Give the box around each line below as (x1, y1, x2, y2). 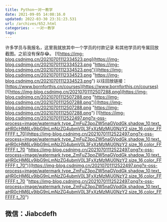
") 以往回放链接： (91, 78, 127, 84)
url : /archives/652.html (5, 21, 57, 26)
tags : (5, 30, 16, 35)
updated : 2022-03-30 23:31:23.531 (5, 16, 77, 21)
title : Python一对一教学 (5, 7, 53, 12)
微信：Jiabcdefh (5, 210, 57, 218)
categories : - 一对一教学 (5, 26, 55, 31)
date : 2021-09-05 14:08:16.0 (5, 12, 66, 17)
